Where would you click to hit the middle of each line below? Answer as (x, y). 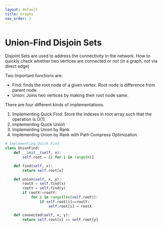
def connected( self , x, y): (42, 215)
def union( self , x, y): (38, 179)
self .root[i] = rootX (70, 206)
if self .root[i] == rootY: (65, 202)
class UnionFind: (22, 148)
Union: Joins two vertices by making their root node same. (70, 96)
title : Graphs (19, 14)
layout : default (21, 9)
